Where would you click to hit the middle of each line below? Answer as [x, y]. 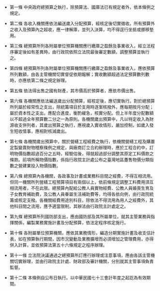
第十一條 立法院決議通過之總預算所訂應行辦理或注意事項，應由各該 [76, 255]
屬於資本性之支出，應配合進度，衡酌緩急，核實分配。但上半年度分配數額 [81, 113]
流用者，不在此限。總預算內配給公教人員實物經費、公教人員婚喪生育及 [84, 188]
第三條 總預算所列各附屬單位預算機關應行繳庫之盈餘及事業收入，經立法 [80, 46]
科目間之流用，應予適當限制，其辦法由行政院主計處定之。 [71, 206]
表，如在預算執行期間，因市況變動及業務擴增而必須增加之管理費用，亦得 [81, 239]
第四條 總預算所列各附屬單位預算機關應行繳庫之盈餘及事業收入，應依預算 [82, 68]
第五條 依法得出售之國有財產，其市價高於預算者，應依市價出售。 [74, 91]
